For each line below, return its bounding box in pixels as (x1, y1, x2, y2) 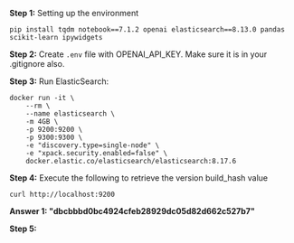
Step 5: (9, 223, 38, 234)
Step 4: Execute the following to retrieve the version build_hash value (9, 173, 269, 183)
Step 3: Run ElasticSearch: (9, 76, 109, 87)
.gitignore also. (9, 59, 65, 69)
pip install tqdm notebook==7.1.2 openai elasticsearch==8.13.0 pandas (9, 25, 285, 34)
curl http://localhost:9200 (9, 190, 116, 199)
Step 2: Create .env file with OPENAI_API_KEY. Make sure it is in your (9, 49, 268, 60)
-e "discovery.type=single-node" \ (25, 141, 160, 150)
